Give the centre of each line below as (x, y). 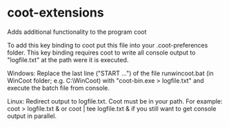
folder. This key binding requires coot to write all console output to (101, 52)
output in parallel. (32, 116)
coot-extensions (56, 13)
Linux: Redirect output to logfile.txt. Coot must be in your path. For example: (115, 101)
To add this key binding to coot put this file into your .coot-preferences (108, 45)
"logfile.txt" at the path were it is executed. (68, 59)
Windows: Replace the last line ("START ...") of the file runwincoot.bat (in (110, 73)
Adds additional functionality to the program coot (77, 32)
